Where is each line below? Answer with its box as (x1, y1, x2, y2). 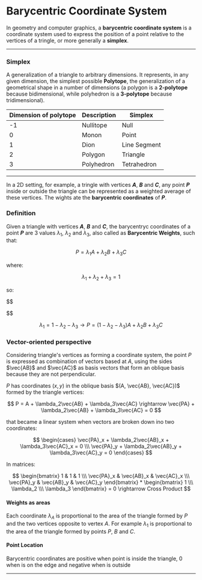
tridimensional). (6, 97, 45, 104)
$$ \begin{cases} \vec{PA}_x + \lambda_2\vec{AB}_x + (32, 436, 170, 444)
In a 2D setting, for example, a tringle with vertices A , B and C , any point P (6, 182, 190, 189)
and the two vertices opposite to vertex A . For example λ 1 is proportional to (6, 520, 192, 528)
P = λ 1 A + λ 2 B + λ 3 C (75, 248, 127, 257)
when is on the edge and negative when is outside (6, 561, 131, 569)
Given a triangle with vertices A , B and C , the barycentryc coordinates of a (6, 222, 191, 230)
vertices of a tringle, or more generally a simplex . (6, 37, 129, 44)
